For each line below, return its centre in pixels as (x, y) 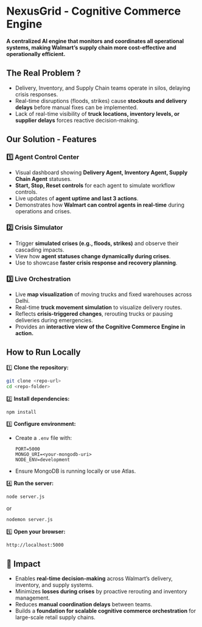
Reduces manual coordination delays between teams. (84, 604)
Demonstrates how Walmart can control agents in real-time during (99, 205)
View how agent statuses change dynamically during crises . (93, 256)
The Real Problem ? (44, 73)
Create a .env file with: (43, 438)
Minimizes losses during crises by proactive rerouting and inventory (101, 592)
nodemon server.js (30, 520)
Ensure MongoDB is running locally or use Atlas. (75, 471)
